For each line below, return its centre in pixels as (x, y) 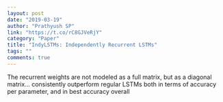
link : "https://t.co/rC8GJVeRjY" (55, 32)
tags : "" (19, 52)
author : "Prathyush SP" (41, 26)
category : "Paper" (33, 39)
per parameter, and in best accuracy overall (68, 91)
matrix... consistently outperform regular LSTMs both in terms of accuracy (112, 84)
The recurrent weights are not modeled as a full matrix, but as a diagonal (109, 77)
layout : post (26, 13)
